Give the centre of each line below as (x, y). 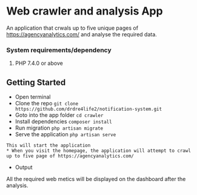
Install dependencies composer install (63, 122)
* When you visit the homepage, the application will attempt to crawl (98, 151)
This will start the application (48, 146)
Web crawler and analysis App (85, 11)
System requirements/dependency (59, 50)
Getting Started (36, 82)
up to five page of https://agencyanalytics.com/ (70, 156)
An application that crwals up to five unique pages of (72, 28)
